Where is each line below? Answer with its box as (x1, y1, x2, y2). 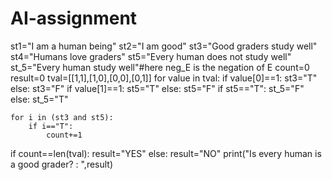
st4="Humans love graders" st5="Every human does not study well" (10, 50, 292, 62)
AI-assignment (10, 7, 138, 30)
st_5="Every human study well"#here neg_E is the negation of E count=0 (10, 61, 310, 73)
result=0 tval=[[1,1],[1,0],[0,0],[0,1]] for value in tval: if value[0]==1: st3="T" (10, 72, 318, 84)
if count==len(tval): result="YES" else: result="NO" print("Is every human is (10, 147, 322, 159)
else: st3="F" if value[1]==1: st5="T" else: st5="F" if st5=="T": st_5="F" (10, 82, 305, 94)
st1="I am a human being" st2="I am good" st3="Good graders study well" (10, 40, 318, 52)
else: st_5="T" (10, 93, 69, 105)
